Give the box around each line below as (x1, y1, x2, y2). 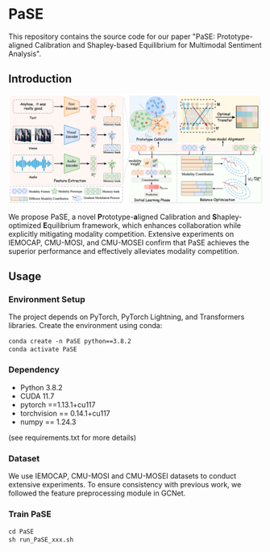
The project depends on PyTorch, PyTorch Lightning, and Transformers (8, 312, 245, 322)
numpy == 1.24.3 (19, 417, 77, 427)
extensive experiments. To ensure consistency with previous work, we (8, 480, 242, 490)
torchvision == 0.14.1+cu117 (19, 408, 110, 418)
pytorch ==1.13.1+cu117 (19, 399, 96, 409)
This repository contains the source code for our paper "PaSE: (8, 32, 216, 41)
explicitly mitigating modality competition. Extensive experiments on (8, 229, 235, 238)
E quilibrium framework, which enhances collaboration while (43, 220, 242, 230)
